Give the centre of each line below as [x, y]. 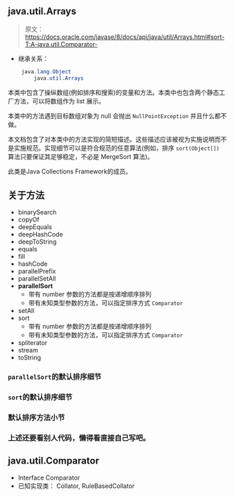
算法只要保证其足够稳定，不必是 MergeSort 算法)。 [81, 156]
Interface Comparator [49, 478]
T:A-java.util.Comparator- [61, 44]
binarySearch [37, 212]
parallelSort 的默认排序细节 [55, 377]
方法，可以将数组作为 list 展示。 [59, 101]
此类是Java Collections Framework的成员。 [70, 171]
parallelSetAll [37, 279]
